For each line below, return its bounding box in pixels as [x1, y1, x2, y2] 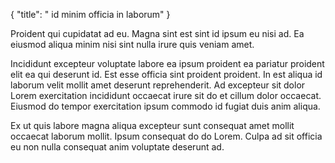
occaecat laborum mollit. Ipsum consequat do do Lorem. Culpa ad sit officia [10, 130, 323, 142]
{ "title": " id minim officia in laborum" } [10, 9, 171, 20]
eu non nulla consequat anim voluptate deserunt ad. [10, 141, 225, 153]
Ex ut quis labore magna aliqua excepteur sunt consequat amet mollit [10, 120, 295, 131]
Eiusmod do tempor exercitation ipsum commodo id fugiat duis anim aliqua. [10, 100, 321, 112]
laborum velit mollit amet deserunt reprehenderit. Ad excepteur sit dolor [10, 79, 306, 91]
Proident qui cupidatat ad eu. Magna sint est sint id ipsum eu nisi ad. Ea [10, 28, 305, 39]
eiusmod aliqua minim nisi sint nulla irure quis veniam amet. [10, 39, 255, 50]
